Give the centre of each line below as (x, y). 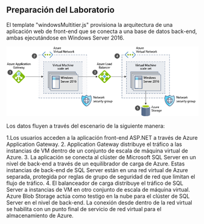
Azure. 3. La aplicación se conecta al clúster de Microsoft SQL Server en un (101, 157)
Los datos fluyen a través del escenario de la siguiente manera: (86, 126)
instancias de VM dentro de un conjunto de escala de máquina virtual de (97, 150)
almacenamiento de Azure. (40, 215)
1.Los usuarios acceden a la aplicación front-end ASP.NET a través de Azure (102, 137)
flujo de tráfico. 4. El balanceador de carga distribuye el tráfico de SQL (95, 183)
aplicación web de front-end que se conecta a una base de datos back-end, (102, 31)
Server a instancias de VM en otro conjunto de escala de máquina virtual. (98, 189)
